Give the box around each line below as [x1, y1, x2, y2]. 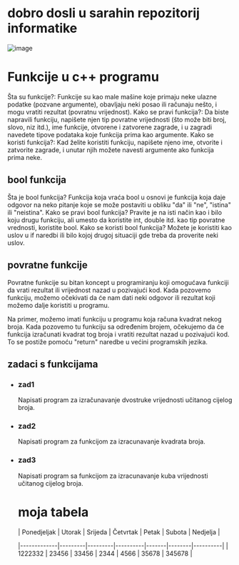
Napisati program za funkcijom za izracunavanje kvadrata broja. [17, 437, 205, 446]
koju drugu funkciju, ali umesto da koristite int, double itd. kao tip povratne [7, 216, 225, 224]
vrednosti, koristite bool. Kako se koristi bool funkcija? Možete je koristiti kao [7, 223, 232, 231]
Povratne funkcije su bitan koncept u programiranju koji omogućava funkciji [7, 278, 230, 286]
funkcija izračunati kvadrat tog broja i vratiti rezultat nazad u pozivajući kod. [7, 330, 230, 339]
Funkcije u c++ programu [7, 69, 159, 85]
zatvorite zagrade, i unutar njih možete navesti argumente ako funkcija [7, 145, 214, 154]
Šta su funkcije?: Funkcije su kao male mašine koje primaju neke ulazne [7, 92, 218, 101]
